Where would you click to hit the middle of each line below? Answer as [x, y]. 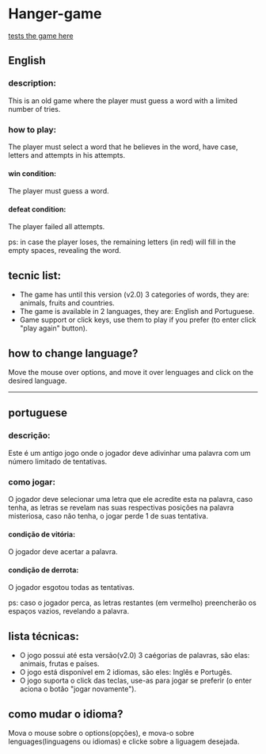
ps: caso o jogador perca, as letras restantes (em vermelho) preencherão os [133, 603]
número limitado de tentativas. [58, 461]
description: [32, 83]
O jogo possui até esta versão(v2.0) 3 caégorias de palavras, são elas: [135, 656]
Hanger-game [55, 14]
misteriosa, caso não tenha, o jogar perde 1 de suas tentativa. [108, 515]
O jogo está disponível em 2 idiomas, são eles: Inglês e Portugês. [126, 672]
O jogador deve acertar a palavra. [63, 552]
